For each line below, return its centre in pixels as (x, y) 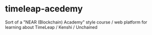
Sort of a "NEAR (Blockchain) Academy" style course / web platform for (76, 22)
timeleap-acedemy (44, 9)
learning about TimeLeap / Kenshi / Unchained (51, 27)
